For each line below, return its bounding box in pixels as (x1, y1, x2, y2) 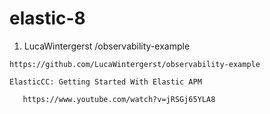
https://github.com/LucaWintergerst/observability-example (9, 59, 261, 69)
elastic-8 (9, 7, 86, 30)
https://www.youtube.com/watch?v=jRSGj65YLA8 (22, 94, 216, 104)
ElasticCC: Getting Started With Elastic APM (9, 77, 202, 87)
